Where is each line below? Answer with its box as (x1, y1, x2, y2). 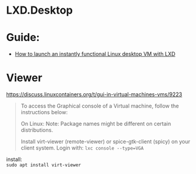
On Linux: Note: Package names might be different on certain (20, 120, 172, 128)
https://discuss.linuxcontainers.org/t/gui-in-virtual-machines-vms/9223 (6, 91, 183, 98)
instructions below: (20, 109, 68, 116)
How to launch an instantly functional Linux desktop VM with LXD (14, 50, 176, 58)
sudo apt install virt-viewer (6, 162, 82, 168)
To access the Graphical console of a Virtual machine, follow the (20, 102, 179, 110)
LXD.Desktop (6, 4, 73, 17)
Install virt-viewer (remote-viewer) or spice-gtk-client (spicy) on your (20, 138, 191, 145)
